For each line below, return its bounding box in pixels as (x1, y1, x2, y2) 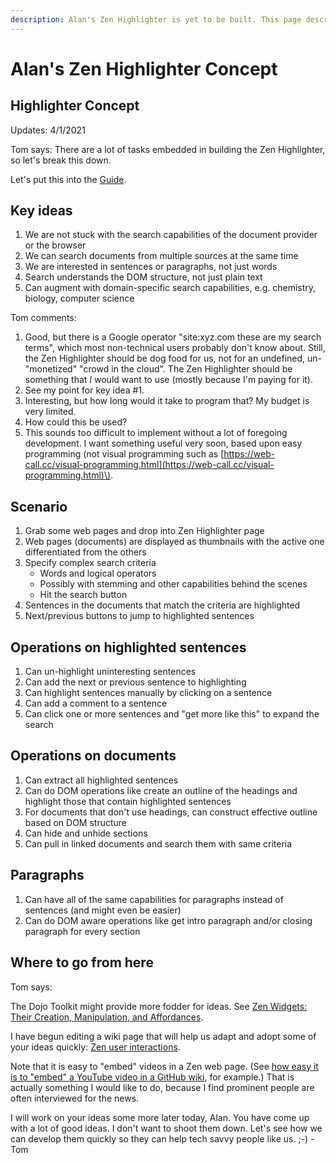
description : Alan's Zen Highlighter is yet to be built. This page (10, 14, 302, 25)
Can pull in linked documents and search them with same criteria (24, 837, 293, 850)
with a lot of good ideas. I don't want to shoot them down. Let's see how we (10, 1122, 323, 1134)
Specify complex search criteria (24, 557, 157, 569)
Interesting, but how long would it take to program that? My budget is (24, 395, 310, 407)
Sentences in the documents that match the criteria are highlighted (24, 599, 301, 611)
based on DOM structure (24, 816, 127, 828)
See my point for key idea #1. (24, 384, 145, 396)
